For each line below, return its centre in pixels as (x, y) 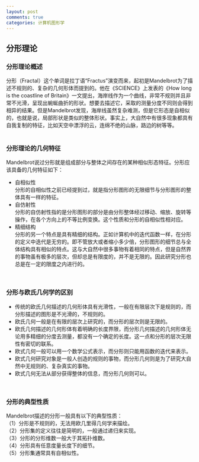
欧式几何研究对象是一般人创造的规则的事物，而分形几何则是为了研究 (98, 358)
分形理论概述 (25, 67)
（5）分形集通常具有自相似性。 (44, 452)
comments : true (25, 17)
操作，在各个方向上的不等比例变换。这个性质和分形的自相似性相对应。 (100, 220)
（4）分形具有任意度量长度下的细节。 (52, 445)
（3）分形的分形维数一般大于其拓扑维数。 (57, 438)
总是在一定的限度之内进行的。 (51, 264)
